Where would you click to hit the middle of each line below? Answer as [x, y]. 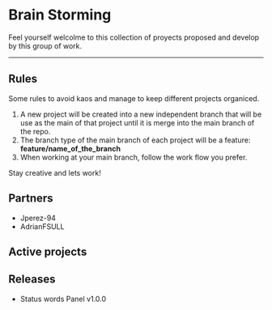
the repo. [35, 131]
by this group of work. [45, 45]
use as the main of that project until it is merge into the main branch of [137, 122]
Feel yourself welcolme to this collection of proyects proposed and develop [134, 37]
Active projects [48, 251]
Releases [32, 280]
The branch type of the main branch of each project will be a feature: [135, 140]
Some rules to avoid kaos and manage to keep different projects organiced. [134, 98]
